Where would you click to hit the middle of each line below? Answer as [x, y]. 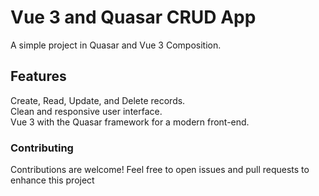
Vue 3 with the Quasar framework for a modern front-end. [130, 122]
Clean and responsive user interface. [86, 111]
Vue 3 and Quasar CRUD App [133, 17]
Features [38, 76]
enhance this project [52, 180]
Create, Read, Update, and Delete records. [98, 100]
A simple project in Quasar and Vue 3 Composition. [116, 45]
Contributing [42, 148]
